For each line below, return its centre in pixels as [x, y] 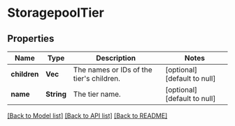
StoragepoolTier [56, 13]
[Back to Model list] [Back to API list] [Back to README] [87, 116]
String [56, 94]
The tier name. [97, 94]
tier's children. [97, 78]
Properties [31, 39]
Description [116, 58]
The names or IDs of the [113, 70]
